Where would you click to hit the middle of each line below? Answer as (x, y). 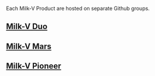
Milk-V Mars (29, 46)
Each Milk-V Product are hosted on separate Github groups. (78, 8)
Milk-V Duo (27, 26)
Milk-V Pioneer (34, 66)
